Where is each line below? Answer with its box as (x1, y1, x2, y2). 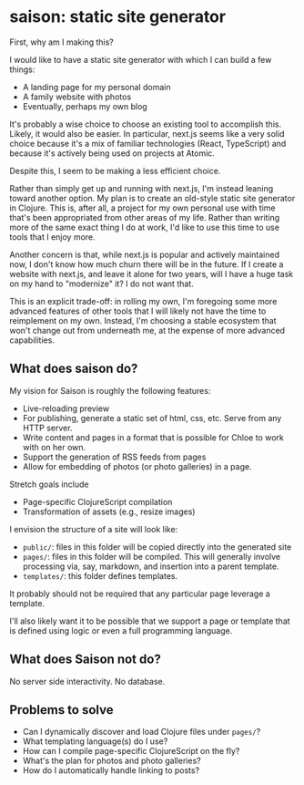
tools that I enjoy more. (9, 231, 96, 243)
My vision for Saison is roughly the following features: (9, 385, 211, 396)
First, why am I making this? (9, 36, 114, 47)
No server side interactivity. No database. (9, 676, 166, 687)
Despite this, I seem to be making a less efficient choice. (9, 165, 221, 176)
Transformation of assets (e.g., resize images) (22, 506, 196, 517)
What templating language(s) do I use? (22, 736, 168, 747)
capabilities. (9, 335, 55, 346)
